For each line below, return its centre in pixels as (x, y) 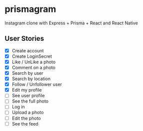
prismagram (30, 9)
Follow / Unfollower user (37, 84)
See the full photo (30, 101)
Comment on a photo (34, 67)
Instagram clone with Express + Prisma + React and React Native (71, 23)
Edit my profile (27, 90)
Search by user (27, 73)
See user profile (28, 96)
